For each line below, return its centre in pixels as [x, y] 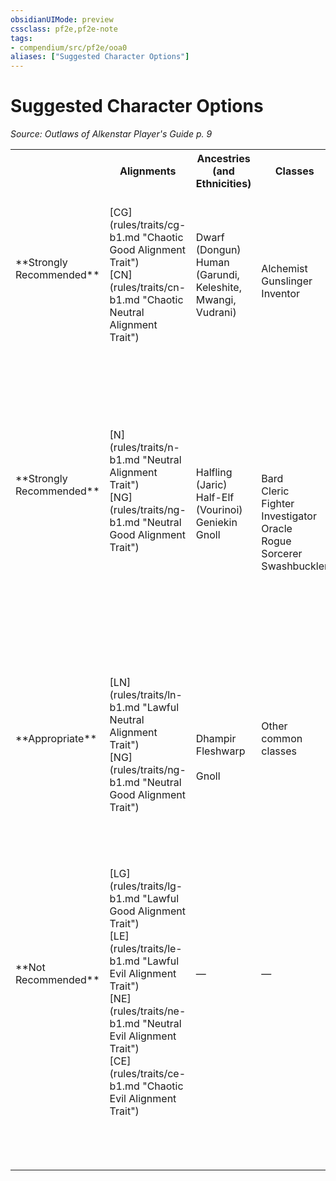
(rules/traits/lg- [146, 886]
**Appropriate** [56, 739]
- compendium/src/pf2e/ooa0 [69, 47]
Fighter [278, 504]
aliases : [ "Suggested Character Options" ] [100, 57]
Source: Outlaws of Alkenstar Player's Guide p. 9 [111, 134]
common [282, 739]
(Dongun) [218, 250]
